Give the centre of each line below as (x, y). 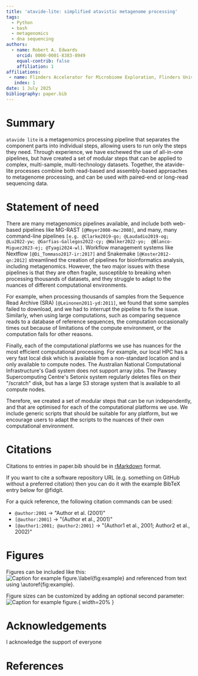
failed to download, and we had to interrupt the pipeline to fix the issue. (93, 309)
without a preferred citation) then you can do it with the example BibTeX (93, 484)
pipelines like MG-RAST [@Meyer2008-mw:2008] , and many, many (100, 229)
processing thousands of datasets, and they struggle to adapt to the (89, 278)
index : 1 (24, 83)
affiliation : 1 (35, 66)
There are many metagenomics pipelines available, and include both (89, 223)
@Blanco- (162, 242)
